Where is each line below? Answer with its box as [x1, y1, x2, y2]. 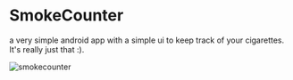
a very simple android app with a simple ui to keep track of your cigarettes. [9, 35, 285, 45]
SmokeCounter [9, 5, 124, 26]
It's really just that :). [9, 44, 85, 54]
